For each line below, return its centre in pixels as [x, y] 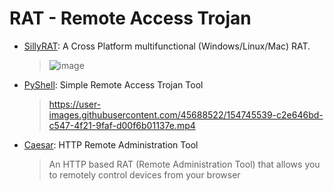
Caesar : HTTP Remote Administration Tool [111, 144]
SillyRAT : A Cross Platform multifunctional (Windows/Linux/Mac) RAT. [167, 46]
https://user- [75, 104]
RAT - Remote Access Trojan [130, 18]
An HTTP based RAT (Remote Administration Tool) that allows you [184, 164]
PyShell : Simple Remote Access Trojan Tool [113, 84]
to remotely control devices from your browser [144, 174]
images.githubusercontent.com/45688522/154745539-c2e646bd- [186, 114]
